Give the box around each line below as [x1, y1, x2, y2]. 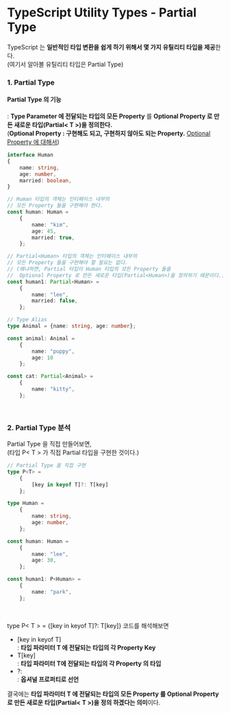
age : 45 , [31, 228, 57, 235]
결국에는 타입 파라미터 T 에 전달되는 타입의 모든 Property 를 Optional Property [7, 690, 219, 698]
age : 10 [31, 354, 53, 361]
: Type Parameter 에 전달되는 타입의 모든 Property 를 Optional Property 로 [7, 112, 213, 121]
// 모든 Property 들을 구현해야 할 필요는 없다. [7, 259, 129, 266]
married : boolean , [19, 177, 72, 184]
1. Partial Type [7, 78, 55, 87]
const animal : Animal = [7, 335, 75, 342]
